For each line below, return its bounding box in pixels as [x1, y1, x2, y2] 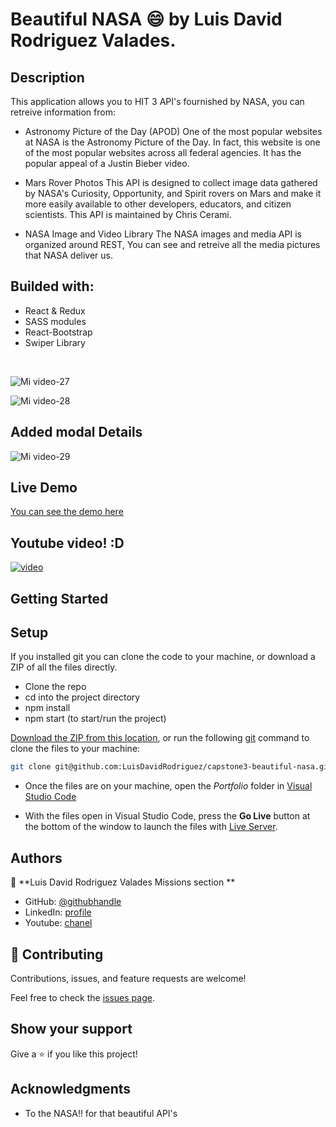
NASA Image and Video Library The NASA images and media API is [24, 228, 302, 240]
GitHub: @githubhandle [24, 896, 122, 908]
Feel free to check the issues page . [10, 991, 155, 1003]
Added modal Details [10, 424, 143, 441]
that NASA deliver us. [24, 249, 114, 261]
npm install [24, 702, 71, 714]
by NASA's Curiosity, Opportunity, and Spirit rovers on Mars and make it [24, 188, 322, 199]
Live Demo [10, 479, 78, 497]
